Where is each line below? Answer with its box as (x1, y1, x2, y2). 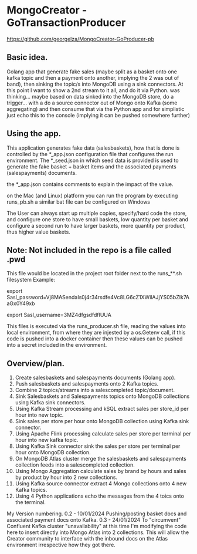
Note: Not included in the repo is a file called (6, 245, 172, 255)
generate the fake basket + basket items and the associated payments (6, 163, 176, 170)
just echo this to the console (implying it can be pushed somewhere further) (6, 112, 190, 119)
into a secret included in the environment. (6, 342, 107, 349)
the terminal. (15, 499, 46, 506)
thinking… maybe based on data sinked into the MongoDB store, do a (6, 93, 174, 100)
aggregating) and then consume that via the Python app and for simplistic (6, 105, 185, 112)
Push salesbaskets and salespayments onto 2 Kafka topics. (15, 380, 159, 387)
